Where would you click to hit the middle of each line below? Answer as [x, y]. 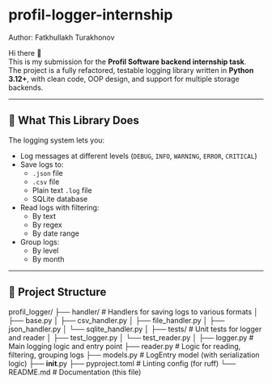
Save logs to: [42, 164]
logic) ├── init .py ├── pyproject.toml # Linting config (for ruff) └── [122, 363]
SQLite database [60, 198]
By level [45, 250]
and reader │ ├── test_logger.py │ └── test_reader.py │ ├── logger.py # [131, 337]
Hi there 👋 [25, 53]
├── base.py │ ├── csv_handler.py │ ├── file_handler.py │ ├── [117, 320]
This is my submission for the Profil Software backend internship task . [127, 62]
